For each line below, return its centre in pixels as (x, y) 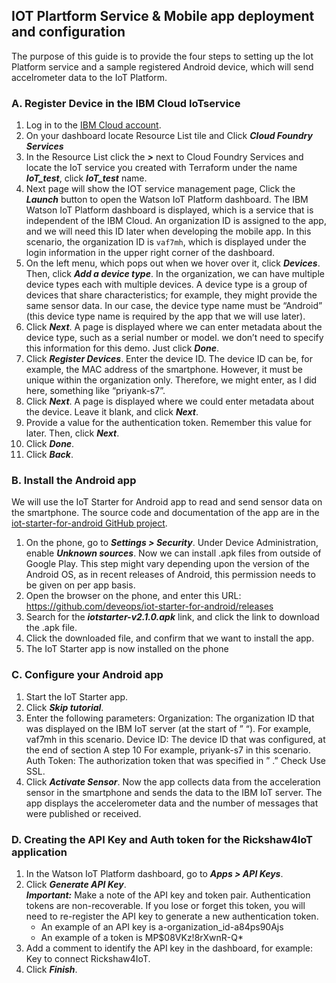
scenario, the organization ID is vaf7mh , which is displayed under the (166, 242)
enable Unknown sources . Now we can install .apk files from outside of (173, 553)
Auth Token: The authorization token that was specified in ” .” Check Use (175, 760)
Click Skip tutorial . (64, 707)
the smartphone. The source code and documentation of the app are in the (165, 513)
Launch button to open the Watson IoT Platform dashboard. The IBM (167, 200)
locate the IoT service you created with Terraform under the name (161, 168)
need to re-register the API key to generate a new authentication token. (172, 916)
